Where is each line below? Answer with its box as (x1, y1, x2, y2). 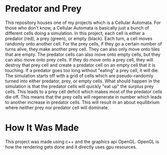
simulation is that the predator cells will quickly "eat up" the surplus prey (5, 83, 154, 89)
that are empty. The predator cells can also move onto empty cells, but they (5, 51, 161, 57)
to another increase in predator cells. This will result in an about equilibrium (5, 99, 160, 105)
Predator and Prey (5, 3, 82, 14)
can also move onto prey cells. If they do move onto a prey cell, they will (5, 56, 154, 62)
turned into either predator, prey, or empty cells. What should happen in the (5, 78, 161, 84)
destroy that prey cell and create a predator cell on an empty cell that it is (5, 62, 156, 68)
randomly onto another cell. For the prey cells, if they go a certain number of (5, 40, 162, 46)
